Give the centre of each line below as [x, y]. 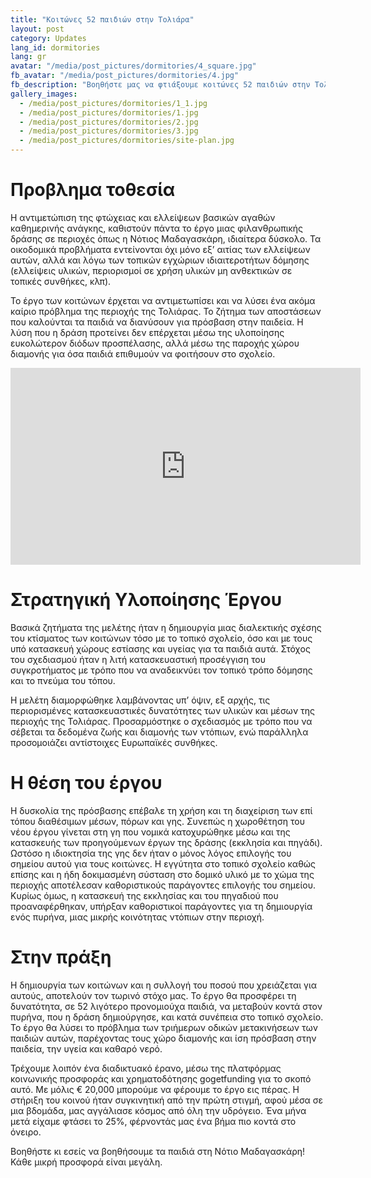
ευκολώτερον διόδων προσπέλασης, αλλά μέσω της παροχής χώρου [155, 343]
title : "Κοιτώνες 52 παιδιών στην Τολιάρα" [102, 19]
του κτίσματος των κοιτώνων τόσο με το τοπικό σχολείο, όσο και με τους [161, 638]
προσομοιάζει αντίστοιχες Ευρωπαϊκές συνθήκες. [114, 742]
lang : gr [28, 57]
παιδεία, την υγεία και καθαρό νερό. [86, 1048]
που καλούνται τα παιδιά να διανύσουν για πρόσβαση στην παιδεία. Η [157, 322]
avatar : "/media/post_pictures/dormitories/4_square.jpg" [133, 66]
